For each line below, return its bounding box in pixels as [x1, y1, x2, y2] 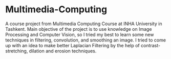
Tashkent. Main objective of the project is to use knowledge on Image [5, 26, 152, 32]
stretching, [5, 48, 28, 54]
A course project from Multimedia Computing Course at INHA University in [5, 21, 162, 27]
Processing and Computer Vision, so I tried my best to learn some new [5, 31, 154, 37]
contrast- [140, 42, 160, 48]
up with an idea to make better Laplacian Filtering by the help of [5, 42, 140, 48]
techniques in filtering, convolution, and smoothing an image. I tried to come [5, 37, 166, 43]
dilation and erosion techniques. [29, 48, 97, 54]
